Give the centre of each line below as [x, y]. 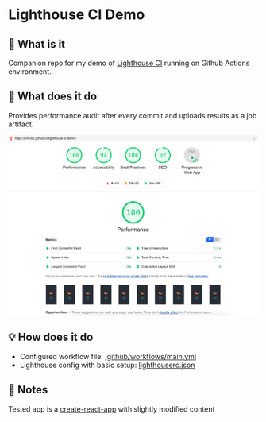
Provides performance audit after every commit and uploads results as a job [133, 115]
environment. [30, 72]
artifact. [21, 124]
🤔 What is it [37, 44]
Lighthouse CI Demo [77, 15]
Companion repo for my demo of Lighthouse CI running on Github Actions [129, 63]
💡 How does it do [51, 337]
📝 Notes [28, 390]
